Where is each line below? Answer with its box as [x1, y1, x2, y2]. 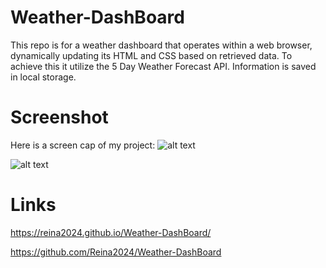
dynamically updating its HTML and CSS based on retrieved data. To [10, 49, 293, 61]
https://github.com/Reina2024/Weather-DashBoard [10, 246, 222, 258]
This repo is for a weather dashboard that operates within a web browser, [10, 39, 313, 51]
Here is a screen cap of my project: [10, 139, 156, 151]
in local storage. [10, 71, 77, 83]
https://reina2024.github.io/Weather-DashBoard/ [10, 226, 212, 238]
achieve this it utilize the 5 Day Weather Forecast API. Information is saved [10, 60, 317, 72]
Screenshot [10, 106, 109, 129]
